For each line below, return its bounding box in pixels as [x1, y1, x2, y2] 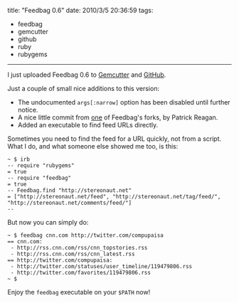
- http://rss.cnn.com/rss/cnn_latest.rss [10, 250, 135, 257]
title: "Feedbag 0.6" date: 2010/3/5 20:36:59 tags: [7, 6, 154, 14]
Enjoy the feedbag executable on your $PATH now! [7, 288, 151, 296]
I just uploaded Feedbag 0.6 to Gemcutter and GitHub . [7, 70, 166, 79]
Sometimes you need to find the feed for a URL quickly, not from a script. [7, 134, 222, 143]
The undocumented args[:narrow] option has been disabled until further [17, 98, 230, 106]
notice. [17, 106, 38, 114]
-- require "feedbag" [7, 174, 72, 181]
